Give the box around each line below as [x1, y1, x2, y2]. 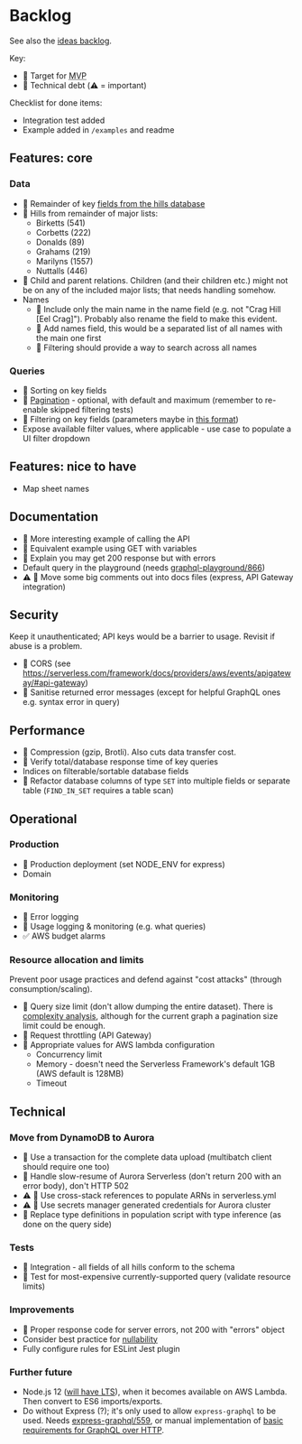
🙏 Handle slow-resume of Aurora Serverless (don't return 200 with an [22, 1171, 282, 1182]
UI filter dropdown [22, 432, 90, 443]
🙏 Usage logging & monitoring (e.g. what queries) [22, 921, 206, 932]
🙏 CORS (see [22, 658, 71, 669]
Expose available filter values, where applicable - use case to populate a [22, 423, 291, 434]
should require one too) [22, 1162, 110, 1172]
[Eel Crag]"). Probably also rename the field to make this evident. [35, 313, 278, 324]
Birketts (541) [35, 218, 86, 228]
